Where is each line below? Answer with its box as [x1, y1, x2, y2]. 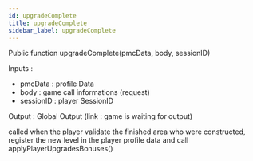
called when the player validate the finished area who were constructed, [8, 127, 246, 136]
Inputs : [8, 64, 34, 73]
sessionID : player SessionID [19, 96, 114, 106]
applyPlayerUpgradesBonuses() [8, 144, 113, 154]
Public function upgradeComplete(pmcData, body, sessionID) [8, 49, 211, 58]
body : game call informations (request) [19, 88, 150, 97]
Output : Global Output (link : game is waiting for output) [8, 112, 193, 121]
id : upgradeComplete [8, 11, 77, 20]
